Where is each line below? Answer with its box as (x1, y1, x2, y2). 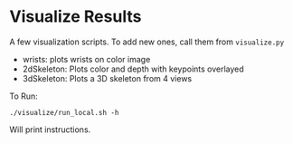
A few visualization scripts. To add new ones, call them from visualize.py (9, 36, 285, 47)
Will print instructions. (9, 124, 91, 135)
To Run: (9, 91, 38, 101)
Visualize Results (9, 6, 142, 27)
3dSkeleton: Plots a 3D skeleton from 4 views (22, 72, 193, 83)
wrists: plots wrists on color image (22, 53, 151, 64)
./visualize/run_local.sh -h (9, 108, 119, 117)
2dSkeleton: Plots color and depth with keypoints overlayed (22, 63, 244, 74)
